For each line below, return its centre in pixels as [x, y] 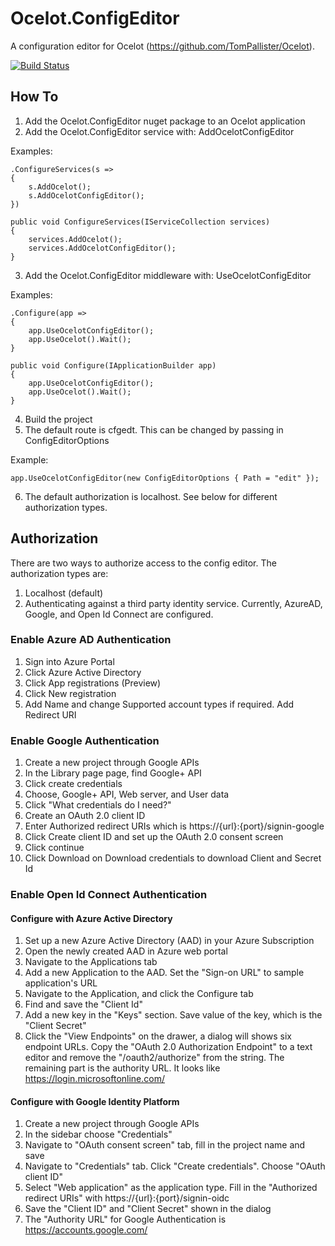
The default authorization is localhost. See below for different [151, 496]
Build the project [58, 419]
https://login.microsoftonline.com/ [95, 1079]
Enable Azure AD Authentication [91, 640]
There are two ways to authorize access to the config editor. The [143, 563]
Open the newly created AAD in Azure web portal [126, 951]
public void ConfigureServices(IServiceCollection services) [140, 222]
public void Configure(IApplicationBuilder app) [113, 365]
